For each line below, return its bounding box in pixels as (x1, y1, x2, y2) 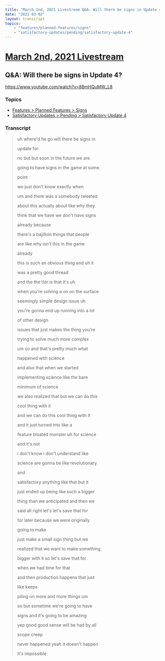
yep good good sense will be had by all (17, 622, 97, 628)
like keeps (17, 584, 38, 590)
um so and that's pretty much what (17, 345, 88, 352)
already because (17, 222, 52, 228)
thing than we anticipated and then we (17, 498, 95, 504)
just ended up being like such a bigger (17, 488, 95, 494)
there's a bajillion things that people (17, 231, 90, 237)
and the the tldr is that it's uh (17, 279, 76, 285)
